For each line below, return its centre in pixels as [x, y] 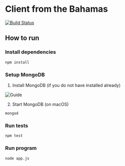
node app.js [17, 158]
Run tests [17, 125]
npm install [17, 62]
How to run [22, 38]
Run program [21, 148]
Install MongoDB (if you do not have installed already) [66, 85]
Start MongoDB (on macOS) [40, 104]
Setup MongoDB [25, 75]
